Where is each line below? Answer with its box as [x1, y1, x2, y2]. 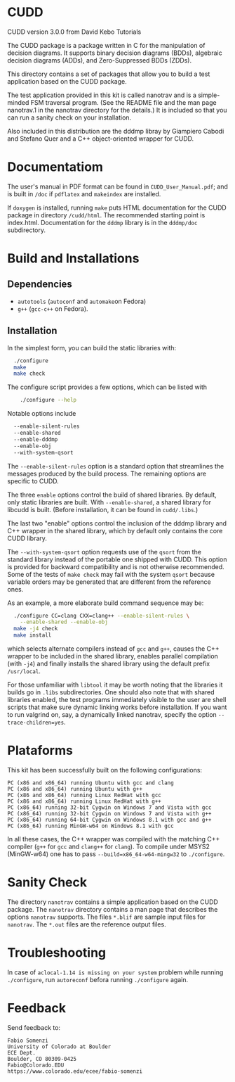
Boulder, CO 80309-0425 [7, 1055, 77, 1062]
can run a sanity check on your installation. [7, 113, 132, 122]
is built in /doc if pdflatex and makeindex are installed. [7, 189, 161, 198]
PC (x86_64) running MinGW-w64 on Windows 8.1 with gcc [7, 822, 174, 829]
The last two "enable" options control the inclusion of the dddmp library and [7, 518, 227, 528]
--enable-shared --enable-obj [20, 618, 109, 626]
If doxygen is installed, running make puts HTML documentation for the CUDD [7, 203, 227, 212]
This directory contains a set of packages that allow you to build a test [7, 70, 210, 78]
